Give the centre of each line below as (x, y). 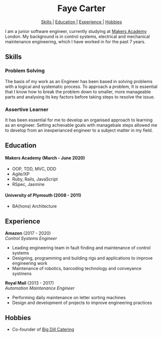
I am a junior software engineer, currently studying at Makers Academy (76, 31)
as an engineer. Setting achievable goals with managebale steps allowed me (81, 125)
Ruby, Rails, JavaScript (35, 179)
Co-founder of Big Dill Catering (43, 329)
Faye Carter (81, 8)
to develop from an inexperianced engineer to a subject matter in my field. (79, 130)
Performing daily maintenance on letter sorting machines (69, 297)
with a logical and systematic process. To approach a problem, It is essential (81, 86)
